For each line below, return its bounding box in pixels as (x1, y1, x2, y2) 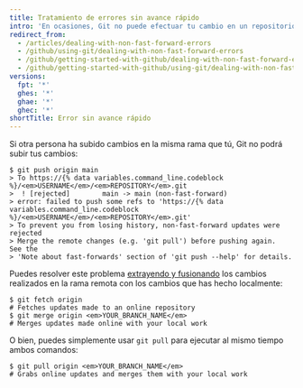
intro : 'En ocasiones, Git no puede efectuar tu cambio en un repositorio (9, 22, 297, 31)
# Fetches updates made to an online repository (9, 303, 196, 312)
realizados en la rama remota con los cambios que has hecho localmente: (9, 278, 283, 289)
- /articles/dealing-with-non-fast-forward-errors (17, 38, 212, 48)
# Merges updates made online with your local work (9, 319, 207, 328)
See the (9, 245, 39, 254)
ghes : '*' (17, 88, 54, 97)
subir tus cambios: (9, 148, 78, 159)
